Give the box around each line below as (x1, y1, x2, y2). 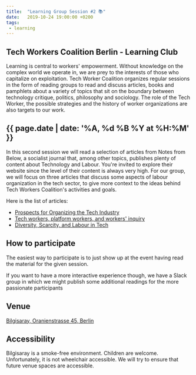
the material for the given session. (6, 260, 89, 267)
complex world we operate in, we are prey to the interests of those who (6, 69, 180, 76)
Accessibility (6, 334, 55, 344)
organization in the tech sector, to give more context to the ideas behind (6, 179, 181, 186)
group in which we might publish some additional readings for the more (6, 278, 179, 285)
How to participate (6, 238, 76, 248)
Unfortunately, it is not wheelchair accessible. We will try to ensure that (6, 356, 178, 363)
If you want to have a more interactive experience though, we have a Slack (6, 272, 187, 279)
